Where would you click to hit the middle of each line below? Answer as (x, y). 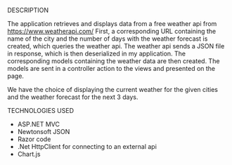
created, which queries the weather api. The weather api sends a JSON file (116, 46)
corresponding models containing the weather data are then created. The (114, 61)
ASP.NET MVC (38, 124)
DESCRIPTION (28, 10)
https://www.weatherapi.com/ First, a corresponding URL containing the (112, 31)
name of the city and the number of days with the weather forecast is (108, 39)
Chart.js (29, 154)
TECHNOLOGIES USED (41, 111)
